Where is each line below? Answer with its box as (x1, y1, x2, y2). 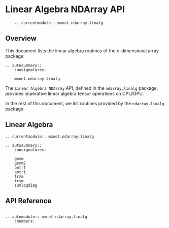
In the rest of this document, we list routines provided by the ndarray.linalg (5, 100, 164, 106)
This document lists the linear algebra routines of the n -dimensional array (5, 47, 159, 54)
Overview (5, 34, 37, 43)
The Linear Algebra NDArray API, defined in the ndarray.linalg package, (5, 85, 158, 91)
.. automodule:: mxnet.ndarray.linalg (5, 214, 87, 219)
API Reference (5, 197, 52, 205)
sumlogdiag (14, 183, 38, 188)
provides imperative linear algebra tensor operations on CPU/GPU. (5, 90, 144, 96)
